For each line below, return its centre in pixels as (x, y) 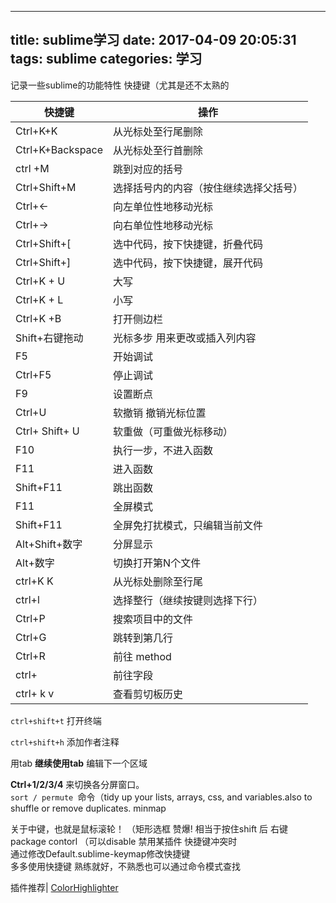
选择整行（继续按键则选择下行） (188, 600)
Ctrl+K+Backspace (59, 149)
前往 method (142, 656)
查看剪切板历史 (148, 694)
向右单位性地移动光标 (163, 225)
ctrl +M (32, 168)
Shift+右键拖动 (49, 338)
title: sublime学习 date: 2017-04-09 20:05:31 (153, 40)
